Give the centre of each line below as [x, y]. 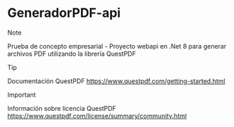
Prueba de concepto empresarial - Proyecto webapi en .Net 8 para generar [117, 46]
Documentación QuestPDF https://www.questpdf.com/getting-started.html [116, 81]
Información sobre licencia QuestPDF [62, 108]
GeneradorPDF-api [64, 13]
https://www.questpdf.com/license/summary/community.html [97, 116]
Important [22, 95]
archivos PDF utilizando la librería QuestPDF [72, 54]
